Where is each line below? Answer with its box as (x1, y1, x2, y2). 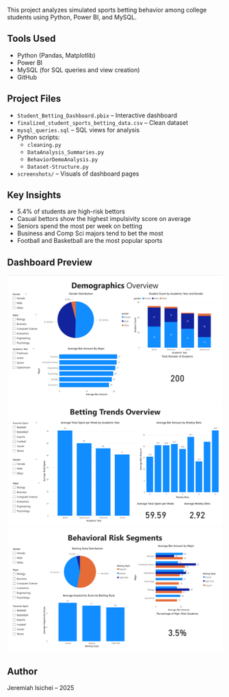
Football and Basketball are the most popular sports (16, 237, 163, 245)
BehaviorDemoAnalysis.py (27, 156, 98, 163)
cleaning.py (27, 141, 62, 148)
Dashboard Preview (7, 257, 93, 268)
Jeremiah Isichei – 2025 (7, 684, 75, 692)
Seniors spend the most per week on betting (16, 222, 142, 231)
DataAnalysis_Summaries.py (27, 149, 105, 156)
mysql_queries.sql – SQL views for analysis (16, 126, 140, 134)
